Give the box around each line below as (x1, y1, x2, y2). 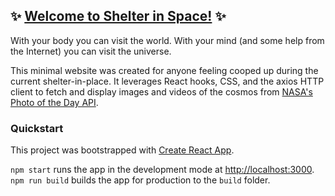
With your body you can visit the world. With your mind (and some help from (10, 34, 325, 46)
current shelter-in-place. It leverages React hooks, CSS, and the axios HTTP (10, 75, 325, 87)
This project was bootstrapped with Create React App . (10, 144, 235, 156)
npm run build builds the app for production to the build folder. (10, 174, 271, 186)
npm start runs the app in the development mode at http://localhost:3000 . (10, 164, 315, 176)
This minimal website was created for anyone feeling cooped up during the (10, 64, 319, 76)
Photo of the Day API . (10, 96, 99, 108)
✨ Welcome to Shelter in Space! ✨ (10, 8, 227, 25)
